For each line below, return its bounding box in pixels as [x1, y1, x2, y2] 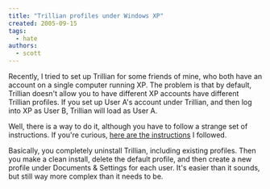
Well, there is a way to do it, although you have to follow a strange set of [8, 122, 248, 131]
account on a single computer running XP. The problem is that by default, [8, 80, 252, 90]
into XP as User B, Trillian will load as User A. [8, 106, 158, 115]
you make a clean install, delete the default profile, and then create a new [8, 154, 252, 164]
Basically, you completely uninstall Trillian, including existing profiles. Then [8, 146, 256, 155]
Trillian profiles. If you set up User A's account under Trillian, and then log [8, 98, 252, 107]
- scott [15, 49, 42, 57]
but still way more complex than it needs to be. [8, 171, 164, 181]
